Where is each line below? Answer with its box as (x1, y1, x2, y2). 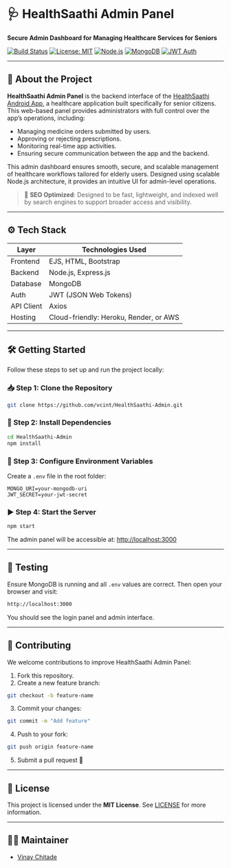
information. (7, 808, 42, 816)
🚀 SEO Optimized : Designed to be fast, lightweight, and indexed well (23, 190, 219, 199)
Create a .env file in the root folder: (7, 472, 107, 480)
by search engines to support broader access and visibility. (23, 198, 192, 206)
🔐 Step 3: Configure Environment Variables (7, 456, 153, 466)
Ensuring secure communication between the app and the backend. (16, 149, 210, 157)
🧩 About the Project (7, 74, 93, 85)
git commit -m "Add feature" (7, 718, 91, 725)
